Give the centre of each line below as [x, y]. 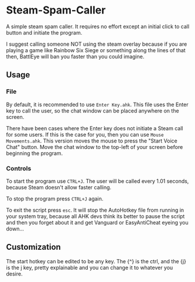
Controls [19, 168]
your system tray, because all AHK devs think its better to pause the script [95, 216]
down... [15, 229]
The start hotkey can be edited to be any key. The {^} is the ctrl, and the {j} [96, 261]
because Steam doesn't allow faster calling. [59, 187]
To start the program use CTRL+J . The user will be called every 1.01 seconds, [97, 181]
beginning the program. [35, 153]
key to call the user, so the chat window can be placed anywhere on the [93, 111]
